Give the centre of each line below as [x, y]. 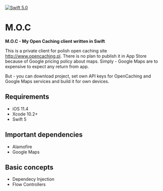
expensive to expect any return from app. [47, 66]
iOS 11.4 [20, 109]
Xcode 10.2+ [25, 114]
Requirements [27, 97]
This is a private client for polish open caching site [56, 51]
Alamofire [22, 147]
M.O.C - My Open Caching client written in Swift [55, 41]
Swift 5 [19, 119]
